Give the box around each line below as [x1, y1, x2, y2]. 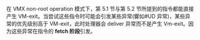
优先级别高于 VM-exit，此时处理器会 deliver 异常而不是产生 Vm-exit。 [16, 20, 189, 27]
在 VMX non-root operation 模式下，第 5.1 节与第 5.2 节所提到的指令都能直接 [6, 5, 194, 12]
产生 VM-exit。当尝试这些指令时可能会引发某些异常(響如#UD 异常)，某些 [6, 13, 186, 20]
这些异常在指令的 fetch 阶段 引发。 [11, 27, 96, 35]
